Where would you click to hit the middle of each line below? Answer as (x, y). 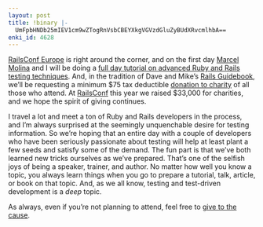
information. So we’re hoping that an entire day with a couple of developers (130, 134)
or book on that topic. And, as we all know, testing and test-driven (115, 183)
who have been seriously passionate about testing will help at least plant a (128, 141)
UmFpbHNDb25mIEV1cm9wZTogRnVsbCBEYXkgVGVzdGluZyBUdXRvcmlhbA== (121, 30)
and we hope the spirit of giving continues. (77, 101)
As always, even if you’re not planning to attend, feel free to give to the (122, 207)
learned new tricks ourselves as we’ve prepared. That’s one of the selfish (126, 159)
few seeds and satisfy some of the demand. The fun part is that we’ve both (130, 150)
